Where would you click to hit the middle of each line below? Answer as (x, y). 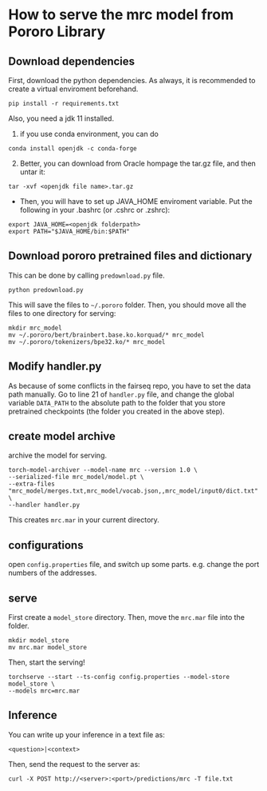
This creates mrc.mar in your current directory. (84, 520)
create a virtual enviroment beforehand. (73, 89)
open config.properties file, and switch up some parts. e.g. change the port (134, 565)
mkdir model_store (39, 641)
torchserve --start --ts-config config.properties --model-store (119, 677)
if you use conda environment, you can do (89, 134)
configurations (46, 545)
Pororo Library (57, 32)
